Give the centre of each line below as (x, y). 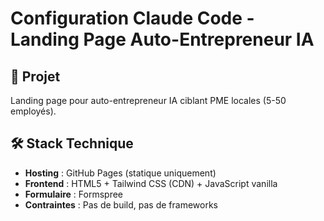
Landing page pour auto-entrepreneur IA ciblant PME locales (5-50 (148, 100)
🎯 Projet (35, 76)
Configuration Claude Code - (132, 18)
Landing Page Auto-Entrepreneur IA (162, 39)
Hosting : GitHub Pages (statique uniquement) (120, 173)
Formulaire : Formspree (74, 194)
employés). (33, 111)
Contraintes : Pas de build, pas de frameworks (121, 204)
